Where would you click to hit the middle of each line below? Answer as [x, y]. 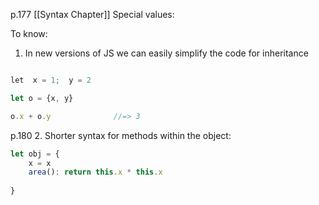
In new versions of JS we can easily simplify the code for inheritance [166, 53]
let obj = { [35, 154]
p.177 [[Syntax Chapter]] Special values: [92, 14]
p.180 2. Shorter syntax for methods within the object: [121, 135]
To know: [29, 33]
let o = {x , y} [42, 98]
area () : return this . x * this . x [95, 172]
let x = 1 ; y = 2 [51, 80]
